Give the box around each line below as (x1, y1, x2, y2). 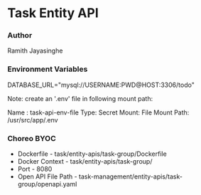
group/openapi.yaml (17, 180, 77, 189)
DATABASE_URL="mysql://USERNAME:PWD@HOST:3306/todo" (7, 80, 195, 89)
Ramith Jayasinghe (7, 46, 63, 55)
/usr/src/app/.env (7, 115, 58, 124)
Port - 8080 (17, 165, 53, 174)
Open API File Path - (17, 172, 77, 181)
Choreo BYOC (7, 133, 57, 143)
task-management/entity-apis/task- (78, 172, 183, 181)
